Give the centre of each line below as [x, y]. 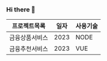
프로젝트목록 [29, 26]
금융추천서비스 [29, 49]
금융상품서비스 [29, 38]
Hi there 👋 [21, 10]
